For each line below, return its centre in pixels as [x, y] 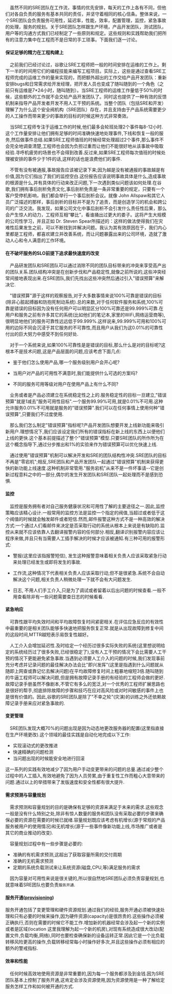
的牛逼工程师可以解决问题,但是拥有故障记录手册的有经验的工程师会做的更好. [85, 677]
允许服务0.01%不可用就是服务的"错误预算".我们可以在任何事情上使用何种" [83, 408]
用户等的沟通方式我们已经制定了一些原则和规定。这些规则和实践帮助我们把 [84, 33]
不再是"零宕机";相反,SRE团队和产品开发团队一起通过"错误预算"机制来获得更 [84, 462]
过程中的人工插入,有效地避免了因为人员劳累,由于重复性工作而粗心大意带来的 [85, 776]
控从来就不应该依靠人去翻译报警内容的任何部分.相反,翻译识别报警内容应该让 [85, 532]
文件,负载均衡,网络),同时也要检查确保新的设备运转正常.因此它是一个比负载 [87, 935]
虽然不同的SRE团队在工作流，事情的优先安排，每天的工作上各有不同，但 [86, 7]
